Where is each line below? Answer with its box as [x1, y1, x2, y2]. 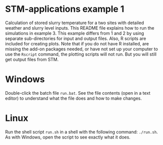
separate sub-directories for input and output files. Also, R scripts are [5, 36, 147, 41]
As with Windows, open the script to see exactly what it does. [5, 134, 131, 140]
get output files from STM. [5, 56, 59, 62]
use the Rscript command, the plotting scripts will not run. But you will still [5, 51, 157, 57]
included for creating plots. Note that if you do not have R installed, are [5, 40, 149, 46]
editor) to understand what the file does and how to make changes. [5, 95, 142, 101]
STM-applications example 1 [5, 3, 124, 15]
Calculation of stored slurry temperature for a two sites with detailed [5, 20, 144, 26]
